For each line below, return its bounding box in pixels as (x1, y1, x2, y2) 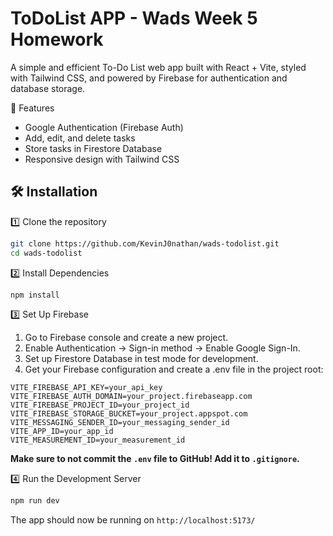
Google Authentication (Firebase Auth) (24, 121, 184, 133)
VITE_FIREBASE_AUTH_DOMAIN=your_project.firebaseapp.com (10, 392, 253, 402)
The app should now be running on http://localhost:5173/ (10, 514, 256, 526)
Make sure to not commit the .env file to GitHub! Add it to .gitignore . (10, 453, 300, 465)
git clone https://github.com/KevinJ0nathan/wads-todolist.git (10, 238, 280, 249)
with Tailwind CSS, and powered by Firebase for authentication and (10, 72, 288, 84)
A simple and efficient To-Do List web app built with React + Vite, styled (10, 61, 307, 73)
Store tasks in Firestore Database (24, 142, 163, 154)
